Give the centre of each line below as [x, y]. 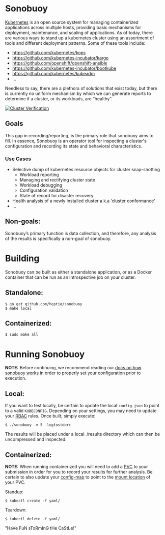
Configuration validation [44, 190]
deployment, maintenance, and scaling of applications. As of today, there [79, 32]
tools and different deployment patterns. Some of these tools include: [75, 43]
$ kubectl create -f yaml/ [33, 501]
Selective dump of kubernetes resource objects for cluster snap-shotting [86, 170]
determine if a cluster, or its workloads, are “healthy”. [59, 98]
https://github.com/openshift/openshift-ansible [60, 63]
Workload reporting [39, 175]
